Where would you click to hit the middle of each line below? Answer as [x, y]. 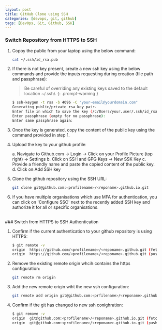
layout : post [18, 9]
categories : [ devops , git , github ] [41, 18]
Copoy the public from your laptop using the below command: [74, 50]
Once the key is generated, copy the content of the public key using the [83, 130]
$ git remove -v [28, 314]
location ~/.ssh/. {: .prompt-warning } [61, 94]
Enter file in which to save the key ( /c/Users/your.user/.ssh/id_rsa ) [86, 112]
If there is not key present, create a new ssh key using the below [76, 69]
